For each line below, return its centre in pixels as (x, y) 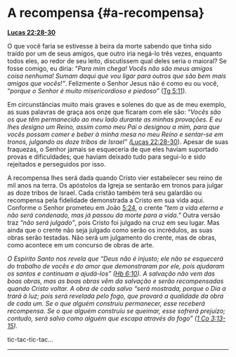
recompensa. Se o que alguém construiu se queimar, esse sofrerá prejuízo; (117, 311)
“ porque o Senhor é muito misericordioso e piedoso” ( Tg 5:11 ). (97, 91)
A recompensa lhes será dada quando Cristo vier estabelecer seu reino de (115, 178)
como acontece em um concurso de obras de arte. (81, 245)
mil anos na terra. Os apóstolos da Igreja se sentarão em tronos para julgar (115, 185)
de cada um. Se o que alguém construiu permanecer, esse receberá (106, 303)
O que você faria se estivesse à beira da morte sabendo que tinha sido (110, 46)
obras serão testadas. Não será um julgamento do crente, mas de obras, (112, 238)
